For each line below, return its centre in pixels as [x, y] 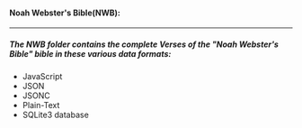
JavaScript [42, 77]
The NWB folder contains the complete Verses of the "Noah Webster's [144, 44]
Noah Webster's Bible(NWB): [65, 13]
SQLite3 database [56, 115]
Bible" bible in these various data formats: [90, 53]
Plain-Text [41, 105]
